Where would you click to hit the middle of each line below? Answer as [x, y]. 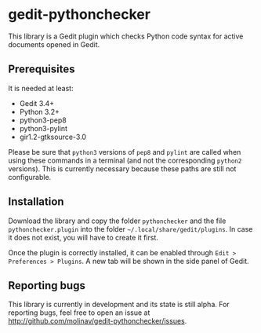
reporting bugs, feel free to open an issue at [79, 313]
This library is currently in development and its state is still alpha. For [119, 305]
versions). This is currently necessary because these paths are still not [122, 168]
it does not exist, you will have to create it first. [83, 237]
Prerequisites [42, 70]
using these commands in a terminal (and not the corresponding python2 [125, 160]
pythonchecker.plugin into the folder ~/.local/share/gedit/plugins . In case [130, 229]
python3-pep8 [43, 120]
